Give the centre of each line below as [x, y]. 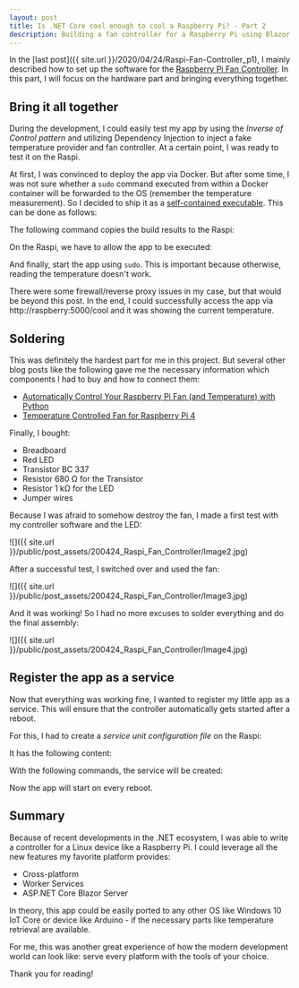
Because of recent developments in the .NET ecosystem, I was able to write [149, 838]
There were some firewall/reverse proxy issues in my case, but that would [145, 291]
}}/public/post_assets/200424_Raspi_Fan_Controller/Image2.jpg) [129, 551]
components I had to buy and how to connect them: [105, 379]
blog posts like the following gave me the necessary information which [140, 369]
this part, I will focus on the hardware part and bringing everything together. [149, 79]
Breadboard [44, 450]
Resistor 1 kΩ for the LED [68, 488]
